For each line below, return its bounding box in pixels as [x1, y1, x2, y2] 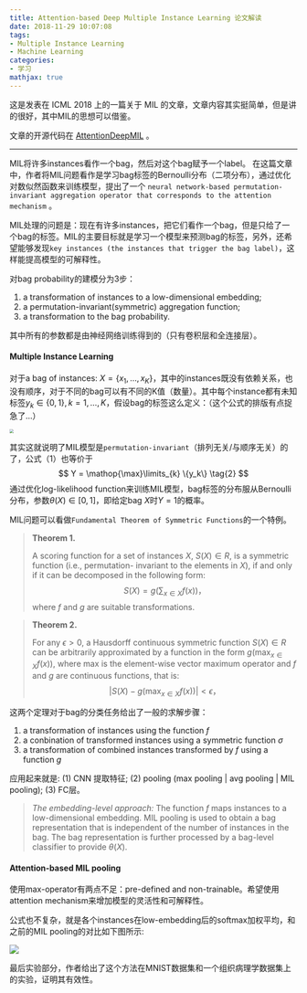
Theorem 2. [31, 618, 78, 630]
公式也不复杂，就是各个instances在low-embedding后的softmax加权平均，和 [9, 914, 296, 925]
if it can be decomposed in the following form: [31, 569, 206, 580]
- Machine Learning [9, 48, 84, 57]
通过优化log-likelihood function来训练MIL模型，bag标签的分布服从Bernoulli [9, 483, 292, 494]
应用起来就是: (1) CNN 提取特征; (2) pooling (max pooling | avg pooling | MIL [9, 773, 295, 784]
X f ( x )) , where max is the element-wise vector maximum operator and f [31, 659, 297, 671]
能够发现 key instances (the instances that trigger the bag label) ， [16, 242, 287, 253]
